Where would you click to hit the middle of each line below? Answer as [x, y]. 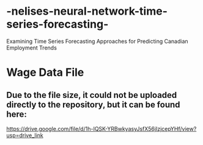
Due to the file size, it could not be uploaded [92, 95]
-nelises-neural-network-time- [87, 11]
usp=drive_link [25, 135]
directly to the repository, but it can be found [93, 104]
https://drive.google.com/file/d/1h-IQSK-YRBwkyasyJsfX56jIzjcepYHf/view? [102, 128]
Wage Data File [45, 72]
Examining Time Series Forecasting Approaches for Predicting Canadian [97, 41]
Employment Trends [31, 48]
